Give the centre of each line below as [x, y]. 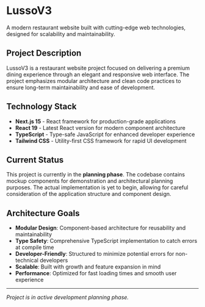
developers [54, 261]
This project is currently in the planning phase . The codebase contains [95, 175]
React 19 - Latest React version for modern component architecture [100, 128]
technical [27, 261]
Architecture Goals [43, 213]
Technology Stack [41, 107]
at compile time [34, 247]
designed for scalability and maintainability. [61, 34]
